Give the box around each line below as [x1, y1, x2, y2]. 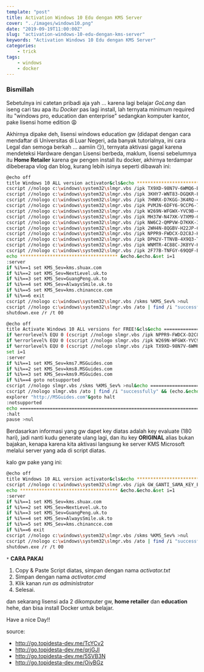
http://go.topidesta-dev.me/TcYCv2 [15, 639, 104, 647]
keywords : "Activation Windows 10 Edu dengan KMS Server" [6, 37, 156, 43]
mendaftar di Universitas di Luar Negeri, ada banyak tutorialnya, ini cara [6, 137, 186, 144]
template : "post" [6, 8, 50, 15]
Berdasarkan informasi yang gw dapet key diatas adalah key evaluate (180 [6, 427, 192, 435]
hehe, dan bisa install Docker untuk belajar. [6, 604, 114, 611]
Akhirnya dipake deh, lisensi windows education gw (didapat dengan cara [6, 130, 191, 137]
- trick [17, 49, 36, 55]
